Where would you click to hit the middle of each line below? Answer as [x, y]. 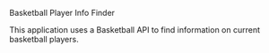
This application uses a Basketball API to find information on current [135, 30]
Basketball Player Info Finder [62, 13]
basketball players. [44, 39]
